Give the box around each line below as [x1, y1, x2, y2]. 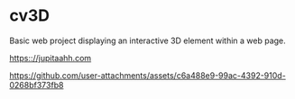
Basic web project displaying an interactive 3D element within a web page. [9, 35, 286, 46]
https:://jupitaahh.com [9, 52, 92, 63]
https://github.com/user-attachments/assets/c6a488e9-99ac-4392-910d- [9, 69, 286, 81]
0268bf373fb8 [9, 79, 64, 90]
